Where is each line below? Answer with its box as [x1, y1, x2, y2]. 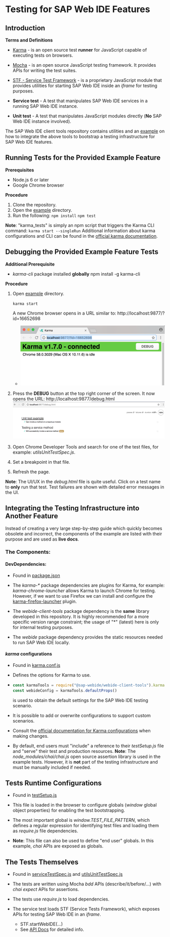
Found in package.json [12, 572, 60, 578]
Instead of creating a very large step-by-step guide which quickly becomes [5, 525, 162, 531]
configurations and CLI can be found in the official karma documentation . [5, 233, 158, 239]
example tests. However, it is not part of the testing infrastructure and [12, 758, 158, 765]
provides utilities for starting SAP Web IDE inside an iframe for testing [12, 82, 158, 88]
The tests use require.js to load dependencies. [12, 896, 110, 902]
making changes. [12, 733, 49, 739]
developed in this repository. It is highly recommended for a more [12, 613, 149, 619]
